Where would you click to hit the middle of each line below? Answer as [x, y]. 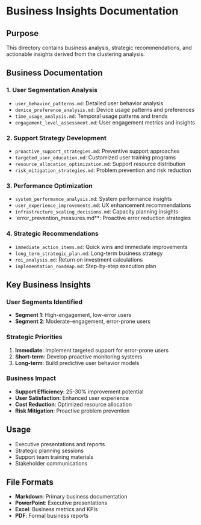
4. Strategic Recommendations [53, 234]
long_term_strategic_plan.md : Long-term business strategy [89, 253]
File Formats [30, 482]
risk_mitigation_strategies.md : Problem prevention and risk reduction [103, 170]
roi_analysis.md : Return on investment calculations [79, 259]
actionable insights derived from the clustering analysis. [76, 54]
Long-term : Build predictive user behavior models [77, 363]
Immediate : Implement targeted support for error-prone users [92, 350]
